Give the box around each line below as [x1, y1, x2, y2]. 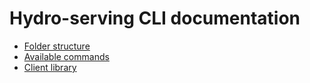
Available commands [23, 50, 110, 62]
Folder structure [23, 40, 91, 52]
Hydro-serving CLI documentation [9, 7, 301, 30]
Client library [23, 61, 77, 73]
